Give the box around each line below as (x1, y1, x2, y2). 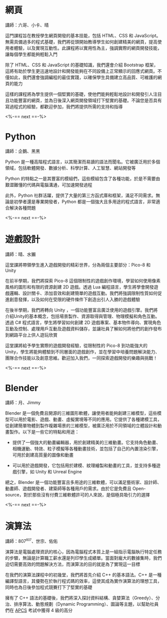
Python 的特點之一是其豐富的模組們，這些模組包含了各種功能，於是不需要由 (5, 175, 161, 181)
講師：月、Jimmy (5, 399, 41, 405)
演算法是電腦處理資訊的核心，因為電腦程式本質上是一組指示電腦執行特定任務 (5, 549, 162, 555)
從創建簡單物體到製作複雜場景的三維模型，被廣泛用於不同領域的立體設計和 (5, 422, 158, 429)
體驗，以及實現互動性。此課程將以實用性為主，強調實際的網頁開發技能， (13, 45, 162, 51)
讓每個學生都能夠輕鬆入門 (5, 51, 58, 57)
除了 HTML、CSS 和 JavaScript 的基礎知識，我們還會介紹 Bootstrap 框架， (5, 62, 159, 68)
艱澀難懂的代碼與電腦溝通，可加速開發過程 (5, 181, 92, 187)
